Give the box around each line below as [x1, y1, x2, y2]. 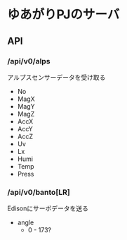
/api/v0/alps [7, 56, 51, 66]
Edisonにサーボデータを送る [7, 204, 89, 212]
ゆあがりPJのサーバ [7, 6, 120, 23]
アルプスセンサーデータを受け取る [7, 73, 106, 81]
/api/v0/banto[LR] [7, 187, 70, 197]
